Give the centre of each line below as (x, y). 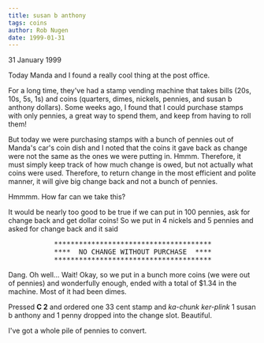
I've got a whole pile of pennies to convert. (78, 331)
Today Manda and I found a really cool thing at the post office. (109, 75)
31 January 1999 (35, 60)
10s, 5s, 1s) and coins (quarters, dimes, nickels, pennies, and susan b (120, 99)
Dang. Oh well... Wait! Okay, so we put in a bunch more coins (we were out (129, 275)
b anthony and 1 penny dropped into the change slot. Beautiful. (110, 315)
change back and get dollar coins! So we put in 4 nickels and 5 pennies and (131, 220)
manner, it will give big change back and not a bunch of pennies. (113, 182)
